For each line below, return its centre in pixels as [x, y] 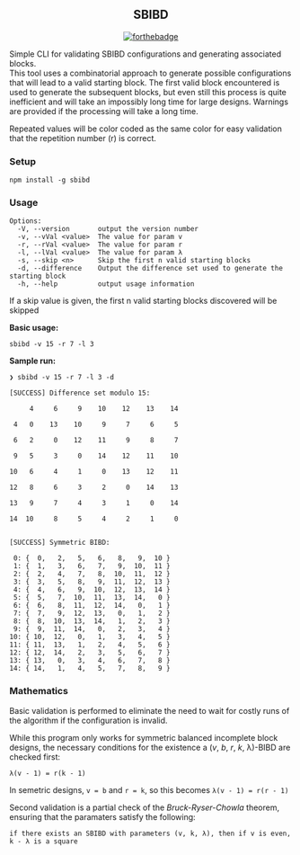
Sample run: [33, 361]
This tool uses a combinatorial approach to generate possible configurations [150, 73]
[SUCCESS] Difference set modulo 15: [80, 393]
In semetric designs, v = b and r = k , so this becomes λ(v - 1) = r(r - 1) [149, 789]
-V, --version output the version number [108, 229]
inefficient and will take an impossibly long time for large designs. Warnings [149, 102]
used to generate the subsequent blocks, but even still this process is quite [148, 92]
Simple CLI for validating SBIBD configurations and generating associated [146, 54]
